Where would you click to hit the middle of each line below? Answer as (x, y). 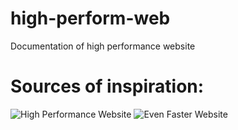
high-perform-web (90, 18)
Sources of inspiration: (107, 86)
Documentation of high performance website (103, 46)
